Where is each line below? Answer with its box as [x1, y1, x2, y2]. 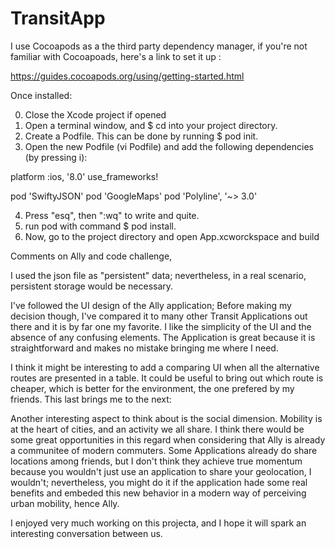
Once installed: [10, 89, 73, 101]
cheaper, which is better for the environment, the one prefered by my [10, 382, 295, 394]
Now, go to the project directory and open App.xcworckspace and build [24, 230, 320, 242]
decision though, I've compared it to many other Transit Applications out [10, 310, 308, 322]
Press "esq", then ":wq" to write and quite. [24, 209, 200, 221]
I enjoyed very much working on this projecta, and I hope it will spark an [10, 517, 307, 529]
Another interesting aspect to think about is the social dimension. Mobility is [10, 412, 323, 424]
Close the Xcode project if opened [24, 108, 167, 121]
